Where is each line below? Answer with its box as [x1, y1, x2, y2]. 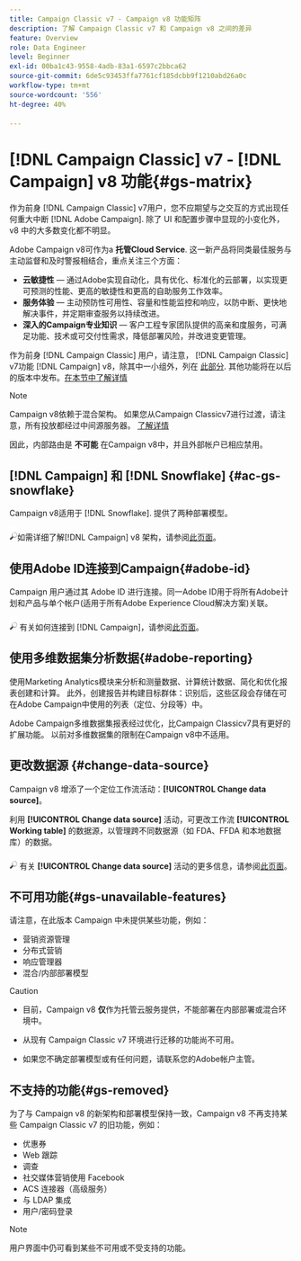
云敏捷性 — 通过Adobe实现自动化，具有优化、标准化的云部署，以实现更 [22, 274, 288, 285]
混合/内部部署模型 [22, 968, 89, 979]
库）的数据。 [9, 836, 57, 847]
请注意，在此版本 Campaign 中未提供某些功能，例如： [9, 915, 209, 926]
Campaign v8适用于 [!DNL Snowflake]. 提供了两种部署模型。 [9, 508, 234, 519]
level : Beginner [9, 52, 70, 62]
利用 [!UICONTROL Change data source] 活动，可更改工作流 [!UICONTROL [9, 814, 289, 825]
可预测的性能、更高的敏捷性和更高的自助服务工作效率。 [22, 286, 227, 297]
